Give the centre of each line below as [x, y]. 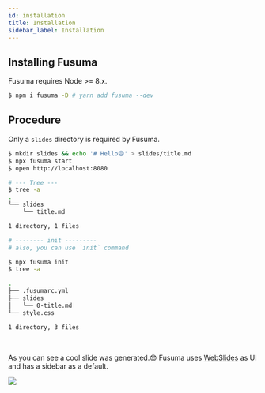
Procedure [35, 120]
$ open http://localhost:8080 [58, 168]
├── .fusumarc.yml [38, 291]
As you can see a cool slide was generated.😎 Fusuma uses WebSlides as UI [132, 357]
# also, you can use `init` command [68, 248]
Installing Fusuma [53, 62]
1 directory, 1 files [44, 226]
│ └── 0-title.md [40, 305]
